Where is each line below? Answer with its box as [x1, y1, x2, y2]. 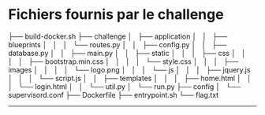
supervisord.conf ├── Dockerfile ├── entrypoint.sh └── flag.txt [8, 90, 219, 99]
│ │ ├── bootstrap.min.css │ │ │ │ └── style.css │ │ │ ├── [8, 57, 239, 66]
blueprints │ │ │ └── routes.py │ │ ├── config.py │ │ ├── [8, 39, 227, 49]
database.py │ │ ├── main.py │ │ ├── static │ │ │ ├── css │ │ [8, 48, 246, 57]
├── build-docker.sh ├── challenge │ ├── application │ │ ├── [8, 32, 228, 41]
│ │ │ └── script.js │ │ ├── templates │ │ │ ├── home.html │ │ [8, 73, 252, 83]
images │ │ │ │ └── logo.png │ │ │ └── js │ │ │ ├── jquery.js [8, 65, 251, 74]
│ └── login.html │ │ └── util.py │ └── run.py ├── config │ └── [8, 81, 241, 91]
